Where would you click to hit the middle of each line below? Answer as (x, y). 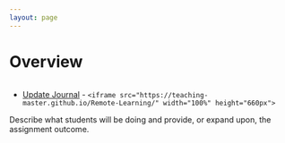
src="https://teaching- (164, 95)
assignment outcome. (49, 129)
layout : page (34, 17)
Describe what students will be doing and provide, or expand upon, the (140, 119)
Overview (46, 61)
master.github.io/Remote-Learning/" (91, 103)
